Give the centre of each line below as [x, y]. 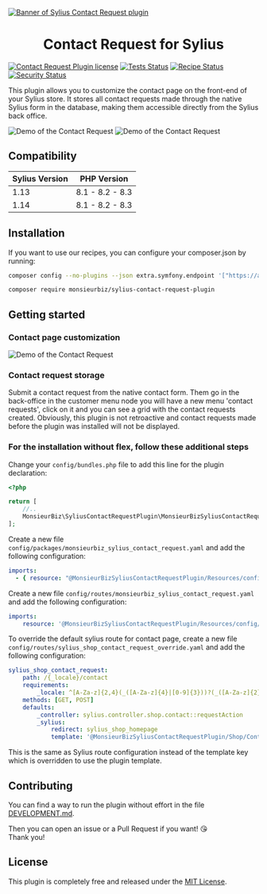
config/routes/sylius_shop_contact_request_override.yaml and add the [127, 647]
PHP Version [104, 178]
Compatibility [43, 156]
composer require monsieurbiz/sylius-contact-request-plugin [112, 290]
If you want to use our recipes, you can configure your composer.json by [127, 252]
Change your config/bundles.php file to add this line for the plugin [116, 464]
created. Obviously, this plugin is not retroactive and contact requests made [132, 418]
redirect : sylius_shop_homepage [104, 730]
